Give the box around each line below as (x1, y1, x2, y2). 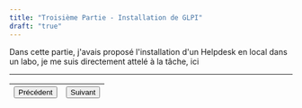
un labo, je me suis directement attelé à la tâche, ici (9, 56, 200, 67)
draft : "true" (9, 22, 63, 31)
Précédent (18, 87, 53, 97)
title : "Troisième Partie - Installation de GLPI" (9, 13, 203, 22)
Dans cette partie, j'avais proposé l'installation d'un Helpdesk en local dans (9, 46, 288, 57)
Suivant (70, 87, 96, 97)
